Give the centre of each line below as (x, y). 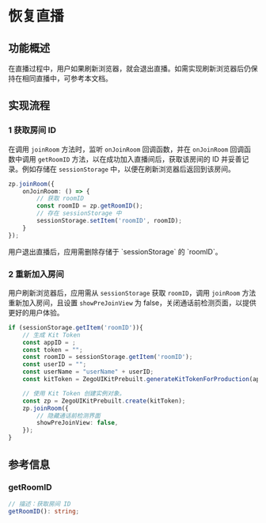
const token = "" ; (53, 349)
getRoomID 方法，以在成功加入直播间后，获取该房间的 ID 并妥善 (140, 158)
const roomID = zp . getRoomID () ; (90, 206)
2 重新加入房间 (36, 274)
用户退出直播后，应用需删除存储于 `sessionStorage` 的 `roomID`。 (115, 251)
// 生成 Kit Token (51, 335)
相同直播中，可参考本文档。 (67, 78)
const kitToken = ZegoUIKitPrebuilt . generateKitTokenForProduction (136, 380)
